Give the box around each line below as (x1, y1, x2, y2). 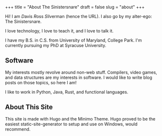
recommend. (5, 126, 31, 132)
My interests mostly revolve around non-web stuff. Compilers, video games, (5, 69, 157, 75)
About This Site (5, 103, 53, 111)
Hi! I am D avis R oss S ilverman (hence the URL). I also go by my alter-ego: (5, 14, 152, 19)
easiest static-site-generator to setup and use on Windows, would (5, 121, 138, 127)
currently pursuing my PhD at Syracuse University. (5, 43, 107, 48)
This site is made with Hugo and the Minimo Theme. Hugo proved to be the (5, 116, 156, 121)
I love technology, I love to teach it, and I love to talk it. (5, 28, 114, 33)
